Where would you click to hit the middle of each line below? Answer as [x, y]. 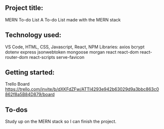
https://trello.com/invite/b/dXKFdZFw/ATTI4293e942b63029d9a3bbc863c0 [82, 89]
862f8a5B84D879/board [30, 94]
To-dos [16, 110]
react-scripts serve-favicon [57, 57]
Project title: [24, 8]
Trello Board [17, 84]
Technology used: [33, 35]
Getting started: [30, 73]
